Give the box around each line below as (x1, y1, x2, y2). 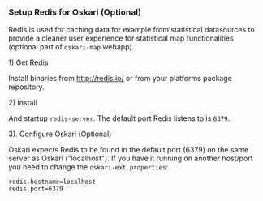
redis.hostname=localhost (8, 177, 96, 186)
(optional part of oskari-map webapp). (8, 42, 135, 52)
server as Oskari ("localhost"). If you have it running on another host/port (8, 153, 253, 164)
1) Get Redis (8, 58, 49, 67)
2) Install (8, 98, 38, 108)
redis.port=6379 (8, 185, 63, 193)
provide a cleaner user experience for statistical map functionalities (8, 33, 234, 43)
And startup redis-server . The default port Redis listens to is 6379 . (8, 113, 231, 123)
